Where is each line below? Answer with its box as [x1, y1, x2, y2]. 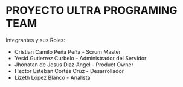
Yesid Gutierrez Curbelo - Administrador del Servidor [14, 54, 147, 62]
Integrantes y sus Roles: [5, 36, 66, 43]
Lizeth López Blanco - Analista [14, 74, 91, 81]
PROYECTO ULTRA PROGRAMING [5, 4, 178, 18]
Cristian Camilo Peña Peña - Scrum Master [14, 48, 121, 55]
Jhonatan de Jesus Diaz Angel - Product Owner [14, 61, 134, 68]
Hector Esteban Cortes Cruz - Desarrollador [14, 67, 124, 74]
